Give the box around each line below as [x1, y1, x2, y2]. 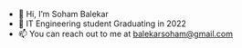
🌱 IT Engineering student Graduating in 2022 [17, 18, 187, 29]
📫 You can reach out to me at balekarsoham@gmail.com [17, 28, 234, 39]
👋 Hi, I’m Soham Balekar [17, 9, 110, 19]
